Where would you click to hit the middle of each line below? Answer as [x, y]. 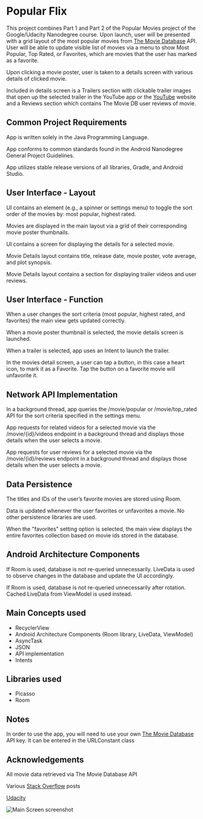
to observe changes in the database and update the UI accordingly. [90, 576]
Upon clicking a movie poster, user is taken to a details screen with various [100, 72]
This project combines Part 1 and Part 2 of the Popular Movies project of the [101, 28]
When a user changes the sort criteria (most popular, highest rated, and [96, 314]
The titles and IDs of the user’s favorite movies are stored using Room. [94, 499]
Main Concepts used [46, 613]
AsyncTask [28, 641]
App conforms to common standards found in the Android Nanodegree [95, 149]
